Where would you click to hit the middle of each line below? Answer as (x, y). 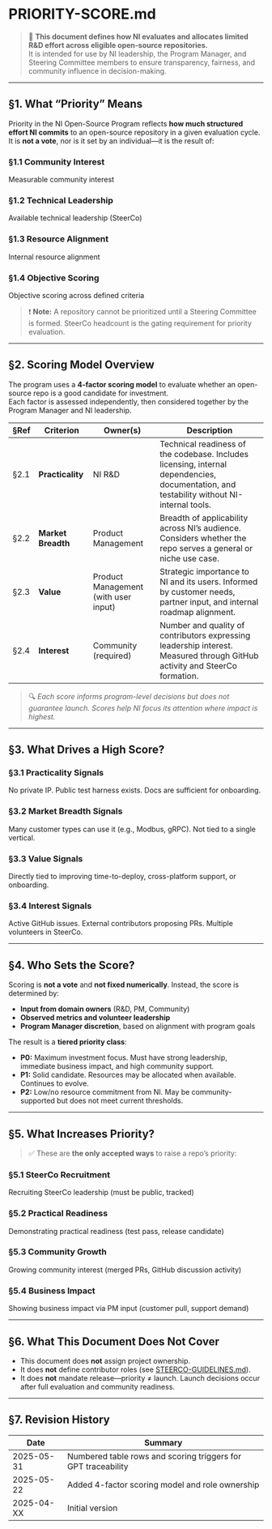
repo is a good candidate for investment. (101, 393)
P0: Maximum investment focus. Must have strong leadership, (124, 1057)
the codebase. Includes (204, 454)
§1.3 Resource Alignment (59, 239)
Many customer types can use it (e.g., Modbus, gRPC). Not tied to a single (132, 829)
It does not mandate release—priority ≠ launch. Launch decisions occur (140, 1377)
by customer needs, (197, 592)
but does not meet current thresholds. (120, 1101)
